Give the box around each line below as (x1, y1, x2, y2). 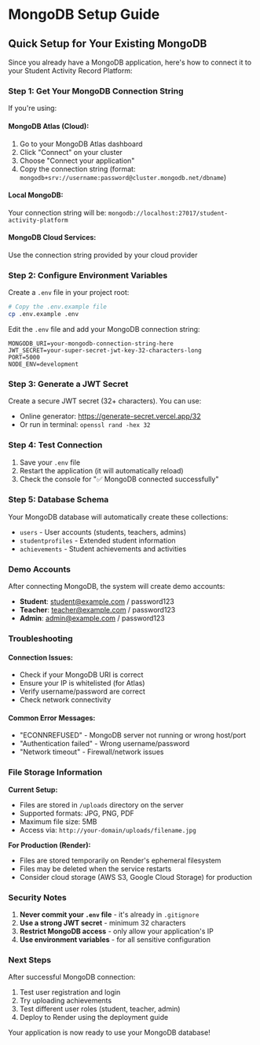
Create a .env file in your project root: (8, 288, 130, 297)
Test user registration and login (19, 988, 121, 997)
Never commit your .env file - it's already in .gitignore (19, 910, 200, 919)
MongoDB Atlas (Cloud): (8, 121, 90, 131)
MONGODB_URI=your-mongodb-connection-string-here (8, 340, 174, 348)
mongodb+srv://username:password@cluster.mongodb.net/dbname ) (19, 172, 227, 182)
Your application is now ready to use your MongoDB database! (8, 1028, 211, 1037)
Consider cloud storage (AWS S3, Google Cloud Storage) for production (19, 872, 253, 881)
